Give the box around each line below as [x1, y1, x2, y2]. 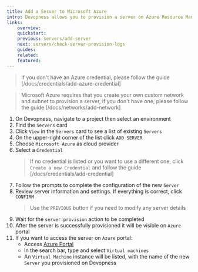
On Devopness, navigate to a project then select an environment [15, 115, 171, 122]
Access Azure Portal [24, 240, 74, 247]
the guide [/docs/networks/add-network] [21, 104, 121, 111]
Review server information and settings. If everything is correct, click [15, 188, 182, 195]
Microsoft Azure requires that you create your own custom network [21, 91, 184, 98]
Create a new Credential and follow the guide [29, 164, 142, 171]
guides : [17, 47, 36, 53]
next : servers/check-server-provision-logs [17, 42, 126, 47]
